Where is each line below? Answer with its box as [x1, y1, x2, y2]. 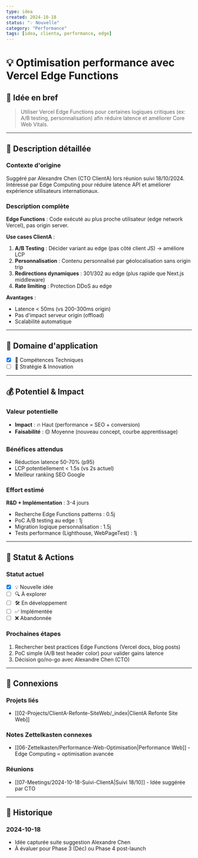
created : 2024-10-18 [6, 14, 57, 20]
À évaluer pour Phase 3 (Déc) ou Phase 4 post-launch [14, 845, 146, 852]
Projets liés [6, 696, 39, 704]
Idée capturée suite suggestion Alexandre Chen [14, 838, 131, 846]
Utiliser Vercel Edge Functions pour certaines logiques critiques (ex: [20, 108, 186, 115]
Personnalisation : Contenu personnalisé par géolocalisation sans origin [14, 257, 191, 265]
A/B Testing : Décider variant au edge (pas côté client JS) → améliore [14, 245, 184, 252]
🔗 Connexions [6, 678, 58, 688]
